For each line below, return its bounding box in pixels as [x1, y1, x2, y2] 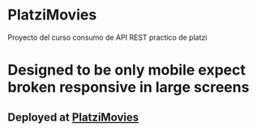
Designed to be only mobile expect [7, 61, 246, 79]
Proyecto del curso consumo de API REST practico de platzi [7, 32, 208, 42]
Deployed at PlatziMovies [7, 110, 139, 124]
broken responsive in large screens [7, 79, 250, 96]
